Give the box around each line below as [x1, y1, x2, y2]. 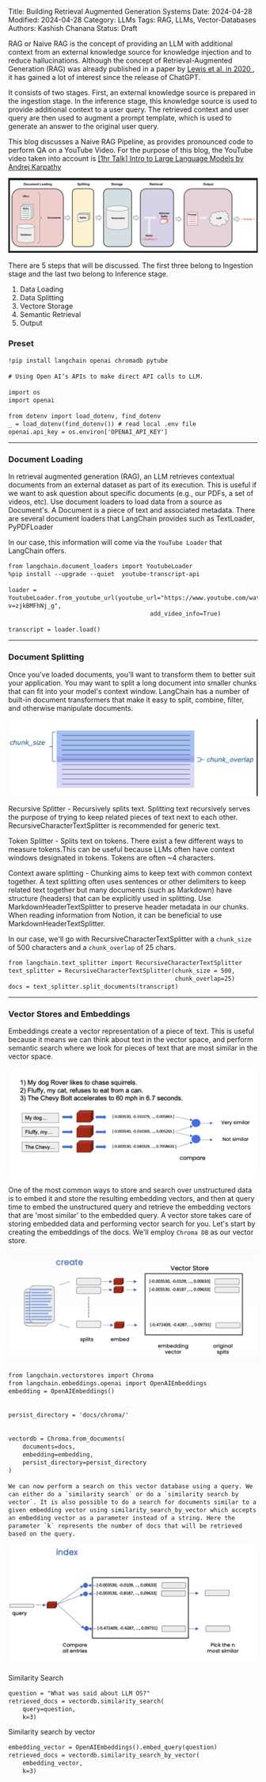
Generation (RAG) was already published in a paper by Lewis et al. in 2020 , [8, 64, 255, 74]
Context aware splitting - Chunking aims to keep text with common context [8, 868, 253, 878]
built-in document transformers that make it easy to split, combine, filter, [8, 695, 245, 704]
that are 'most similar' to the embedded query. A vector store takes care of [8, 1210, 252, 1219]
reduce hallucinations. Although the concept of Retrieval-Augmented [8, 55, 233, 65]
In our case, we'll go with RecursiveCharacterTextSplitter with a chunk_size [8, 934, 252, 944]
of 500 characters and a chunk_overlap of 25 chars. [8, 943, 177, 952]
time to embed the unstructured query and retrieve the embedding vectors [8, 1202, 252, 1212]
